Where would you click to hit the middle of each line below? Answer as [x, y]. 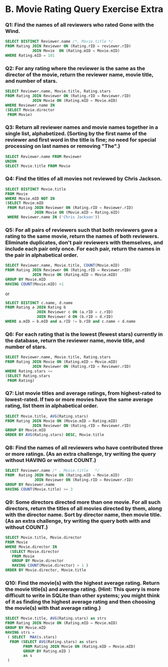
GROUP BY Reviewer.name [30, 485]
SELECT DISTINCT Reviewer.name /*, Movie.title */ [59, 42]
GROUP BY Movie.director [38, 561]
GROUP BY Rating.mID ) [47, 651]
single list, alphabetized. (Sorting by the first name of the [76, 134]
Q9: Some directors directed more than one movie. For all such [83, 502]
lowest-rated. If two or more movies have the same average [79, 399]
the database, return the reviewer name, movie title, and [75, 340]
